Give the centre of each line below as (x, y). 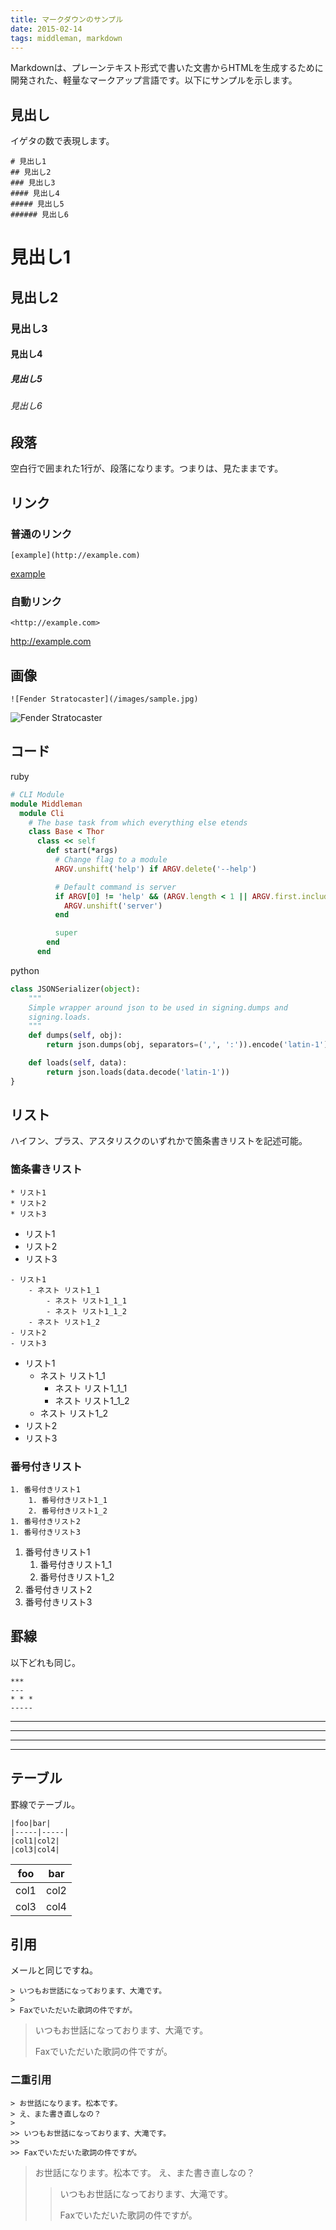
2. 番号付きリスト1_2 (68, 1511)
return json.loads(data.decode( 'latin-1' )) (138, 1072)
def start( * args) (82, 851)
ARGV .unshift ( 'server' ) (113, 906)
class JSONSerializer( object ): (75, 989)
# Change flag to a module (111, 860)
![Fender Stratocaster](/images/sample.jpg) (104, 699)
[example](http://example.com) (75, 555)
